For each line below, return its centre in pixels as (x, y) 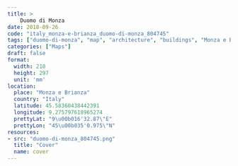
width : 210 (30, 66)
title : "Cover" (36, 146)
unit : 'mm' (30, 79)
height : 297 (32, 73)
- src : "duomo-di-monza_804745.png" (61, 138)
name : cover (32, 152)
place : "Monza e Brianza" (52, 93)
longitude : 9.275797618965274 (58, 112)
